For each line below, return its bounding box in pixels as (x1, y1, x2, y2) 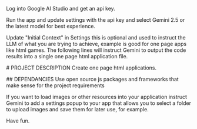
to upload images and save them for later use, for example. (6, 106, 149, 113)
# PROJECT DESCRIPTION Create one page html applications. (6, 64, 157, 71)
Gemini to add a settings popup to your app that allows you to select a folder (6, 100, 191, 107)
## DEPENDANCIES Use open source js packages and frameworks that (6, 76, 179, 82)
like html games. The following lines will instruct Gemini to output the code (6, 47, 186, 54)
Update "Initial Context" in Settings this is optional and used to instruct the (6, 34, 186, 41)
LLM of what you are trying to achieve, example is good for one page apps (6, 41, 187, 47)
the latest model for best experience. (6, 23, 96, 29)
